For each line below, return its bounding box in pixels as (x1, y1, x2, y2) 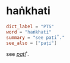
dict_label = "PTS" (6, 24, 55, 29)
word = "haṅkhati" (6, 29, 52, 35)
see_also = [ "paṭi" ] (6, 40, 58, 46)
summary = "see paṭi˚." (6, 34, 65, 41)
